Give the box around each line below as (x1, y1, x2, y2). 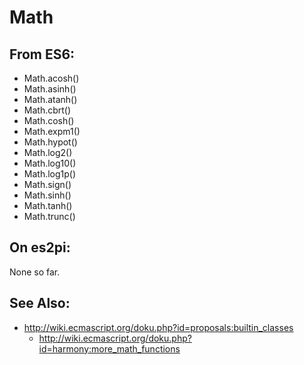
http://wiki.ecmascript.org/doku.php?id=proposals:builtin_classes (23, 321, 294, 333)
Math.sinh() (23, 189, 72, 201)
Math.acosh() (23, 72, 80, 84)
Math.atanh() (23, 94, 78, 105)
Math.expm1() (23, 126, 81, 137)
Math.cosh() (23, 115, 75, 126)
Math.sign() (23, 179, 72, 190)
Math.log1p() (23, 168, 77, 180)
